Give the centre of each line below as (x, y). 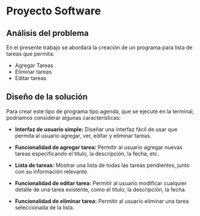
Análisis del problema (47, 33)
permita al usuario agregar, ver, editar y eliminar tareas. (83, 135)
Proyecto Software (54, 11)
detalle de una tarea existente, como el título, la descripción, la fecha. (101, 189)
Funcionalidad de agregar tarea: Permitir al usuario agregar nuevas (99, 147)
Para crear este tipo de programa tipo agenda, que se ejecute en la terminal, (100, 111)
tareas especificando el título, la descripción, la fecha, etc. (87, 153)
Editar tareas (31, 78)
